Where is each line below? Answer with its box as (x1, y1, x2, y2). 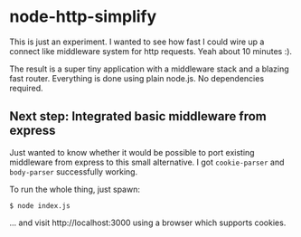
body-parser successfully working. (9, 166, 138, 177)
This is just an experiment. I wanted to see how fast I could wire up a (9, 36, 265, 47)
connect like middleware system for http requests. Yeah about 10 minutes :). (9, 45, 292, 56)
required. (9, 82, 43, 93)
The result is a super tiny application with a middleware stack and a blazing (9, 63, 289, 74)
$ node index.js (9, 201, 71, 210)
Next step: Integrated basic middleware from (9, 109, 267, 124)
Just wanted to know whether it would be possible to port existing (9, 147, 255, 157)
